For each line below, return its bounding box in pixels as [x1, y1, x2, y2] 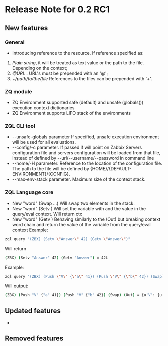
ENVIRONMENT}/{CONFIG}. [12, 171, 71, 177]
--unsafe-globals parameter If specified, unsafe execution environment [12, 134, 159, 140]
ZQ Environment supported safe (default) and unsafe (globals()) [12, 99, 144, 106]
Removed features [5, 334, 64, 343]
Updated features [5, 306, 61, 315]
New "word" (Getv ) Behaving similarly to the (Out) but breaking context [12, 216, 161, 222]
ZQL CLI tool [5, 123, 36, 130]
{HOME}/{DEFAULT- [90, 166, 132, 172]
